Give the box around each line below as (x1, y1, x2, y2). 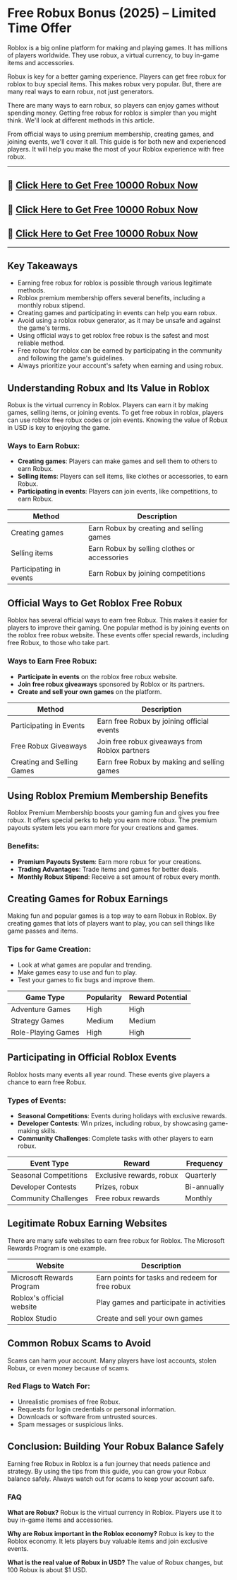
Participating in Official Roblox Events (7, 1052, 177, 1064)
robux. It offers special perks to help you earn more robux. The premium (7, 816, 217, 824)
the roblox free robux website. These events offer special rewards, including (7, 631, 229, 640)
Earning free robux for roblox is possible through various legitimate (17, 278, 212, 288)
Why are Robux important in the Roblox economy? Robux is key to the (7, 1529, 214, 1538)
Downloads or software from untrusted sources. (17, 1412, 157, 1421)
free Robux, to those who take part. (7, 639, 111, 647)
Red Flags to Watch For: (7, 1381, 90, 1391)
